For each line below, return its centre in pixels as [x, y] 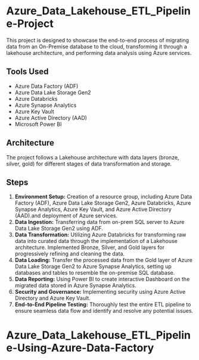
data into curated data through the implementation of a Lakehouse [96, 241]
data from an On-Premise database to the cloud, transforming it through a [97, 47]
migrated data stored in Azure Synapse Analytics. [76, 285]
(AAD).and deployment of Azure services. [66, 216]
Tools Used [27, 72]
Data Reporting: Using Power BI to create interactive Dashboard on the [102, 279]
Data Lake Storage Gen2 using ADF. [59, 229]
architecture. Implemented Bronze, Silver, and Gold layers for [90, 247]
